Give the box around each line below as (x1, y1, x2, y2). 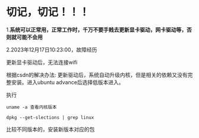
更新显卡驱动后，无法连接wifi (6, 59, 78, 66)
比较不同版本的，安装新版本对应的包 (6, 126, 95, 133)
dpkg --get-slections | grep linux (6, 114, 94, 120)
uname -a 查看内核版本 (6, 104, 57, 110)
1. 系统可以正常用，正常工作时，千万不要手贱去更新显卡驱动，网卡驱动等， (6, 26, 187, 33)
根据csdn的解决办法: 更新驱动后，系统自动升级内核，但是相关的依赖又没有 (6, 71, 188, 78)
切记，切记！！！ (6, 5, 90, 19)
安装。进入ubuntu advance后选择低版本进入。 (11, 78, 124, 86)
